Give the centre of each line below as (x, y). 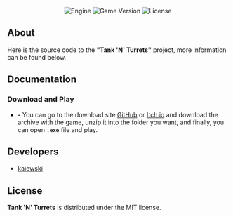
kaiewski (30, 169)
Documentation (42, 80)
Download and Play (41, 100)
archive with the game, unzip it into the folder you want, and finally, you (121, 122)
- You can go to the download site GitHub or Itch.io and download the (118, 114)
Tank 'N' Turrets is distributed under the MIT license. (84, 208)
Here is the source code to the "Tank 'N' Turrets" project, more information (117, 50)
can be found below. (37, 57)
